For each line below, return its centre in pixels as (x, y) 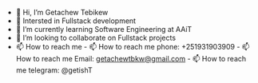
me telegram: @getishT (54, 70)
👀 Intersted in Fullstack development (76, 21)
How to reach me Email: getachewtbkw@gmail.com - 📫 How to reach (131, 59)
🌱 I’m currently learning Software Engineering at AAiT (104, 29)
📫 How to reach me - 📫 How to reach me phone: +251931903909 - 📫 (133, 47)
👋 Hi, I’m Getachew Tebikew (62, 12)
